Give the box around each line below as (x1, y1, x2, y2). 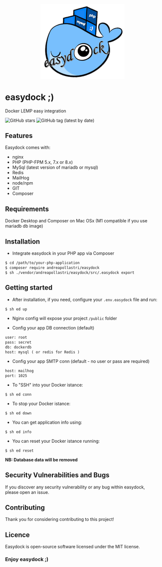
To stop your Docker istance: (12, 401, 71, 406)
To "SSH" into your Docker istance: (12, 382, 83, 388)
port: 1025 (5, 373, 27, 378)
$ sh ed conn (5, 392, 32, 397)
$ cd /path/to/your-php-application (5, 261, 80, 266)
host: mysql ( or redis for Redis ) (5, 350, 80, 354)
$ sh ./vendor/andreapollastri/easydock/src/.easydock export (5, 270, 135, 275)
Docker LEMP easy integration (5, 108, 67, 114)
